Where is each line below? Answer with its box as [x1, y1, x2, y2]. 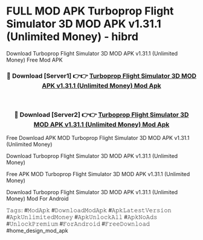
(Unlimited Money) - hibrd [6, 30, 139, 43]
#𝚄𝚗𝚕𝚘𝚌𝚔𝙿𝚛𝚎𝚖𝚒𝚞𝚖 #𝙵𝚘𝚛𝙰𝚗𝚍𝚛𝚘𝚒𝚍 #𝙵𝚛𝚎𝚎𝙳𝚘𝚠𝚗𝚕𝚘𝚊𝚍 [6, 220, 150, 227]
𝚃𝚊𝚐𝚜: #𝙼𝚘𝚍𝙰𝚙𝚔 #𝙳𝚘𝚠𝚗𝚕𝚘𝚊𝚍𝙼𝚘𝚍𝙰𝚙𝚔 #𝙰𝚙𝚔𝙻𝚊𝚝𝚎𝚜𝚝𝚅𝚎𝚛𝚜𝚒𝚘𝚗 [6, 206, 172, 213]
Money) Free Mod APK [6, 56, 63, 63]
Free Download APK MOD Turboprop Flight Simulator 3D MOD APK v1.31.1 [6, 134, 190, 141]
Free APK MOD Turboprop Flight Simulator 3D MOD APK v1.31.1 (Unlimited [6, 170, 190, 177]
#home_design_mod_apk [6, 227, 68, 234]
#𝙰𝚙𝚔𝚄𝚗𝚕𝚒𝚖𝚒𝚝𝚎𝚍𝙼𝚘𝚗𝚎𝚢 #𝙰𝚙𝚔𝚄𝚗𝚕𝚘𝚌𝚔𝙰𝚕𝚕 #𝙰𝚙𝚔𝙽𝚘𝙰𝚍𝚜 [6, 213, 158, 221]
